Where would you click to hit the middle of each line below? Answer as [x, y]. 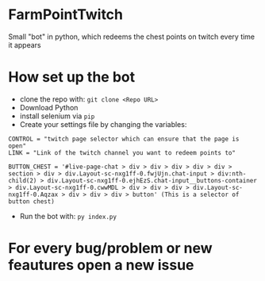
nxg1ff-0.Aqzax [33, 194]
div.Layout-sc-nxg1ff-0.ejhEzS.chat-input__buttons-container [152, 180]
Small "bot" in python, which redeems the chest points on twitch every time [132, 37]
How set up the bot [72, 77]
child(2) [23, 180]
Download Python [49, 107]
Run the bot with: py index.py [68, 216]
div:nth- [232, 173]
